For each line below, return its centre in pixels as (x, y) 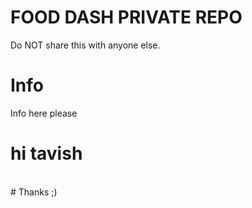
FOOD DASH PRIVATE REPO (126, 17)
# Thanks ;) (34, 192)
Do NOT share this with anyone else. (85, 45)
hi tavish (46, 153)
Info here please (44, 113)
